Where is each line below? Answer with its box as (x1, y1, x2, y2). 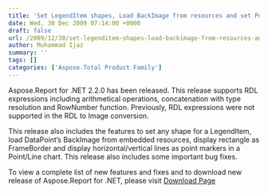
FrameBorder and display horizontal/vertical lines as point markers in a (8, 143, 241, 152)
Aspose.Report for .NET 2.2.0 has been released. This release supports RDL (8, 85, 258, 95)
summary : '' (8, 49, 48, 57)
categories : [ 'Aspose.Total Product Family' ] (8, 64, 162, 72)
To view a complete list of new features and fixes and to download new (8, 167, 242, 176)
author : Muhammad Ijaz (8, 41, 84, 49)
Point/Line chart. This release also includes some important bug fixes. (8, 152, 238, 161)
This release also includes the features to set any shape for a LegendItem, (8, 126, 252, 136)
